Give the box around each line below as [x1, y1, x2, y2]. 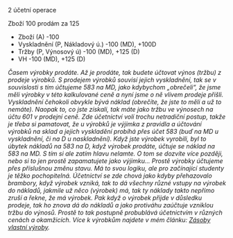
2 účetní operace [8, 6, 57, 14]
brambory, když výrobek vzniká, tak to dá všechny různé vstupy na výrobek [8, 179, 226, 187]
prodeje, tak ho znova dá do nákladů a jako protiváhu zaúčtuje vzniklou [8, 201, 214, 209]
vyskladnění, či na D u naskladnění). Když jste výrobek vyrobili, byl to [8, 135, 207, 143]
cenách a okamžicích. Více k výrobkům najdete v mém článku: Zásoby [8, 216, 211, 224]
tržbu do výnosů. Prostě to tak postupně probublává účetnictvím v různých [8, 208, 223, 216]
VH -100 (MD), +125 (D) [17, 55, 86, 63]
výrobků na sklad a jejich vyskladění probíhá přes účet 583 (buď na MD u [8, 128, 219, 135]
